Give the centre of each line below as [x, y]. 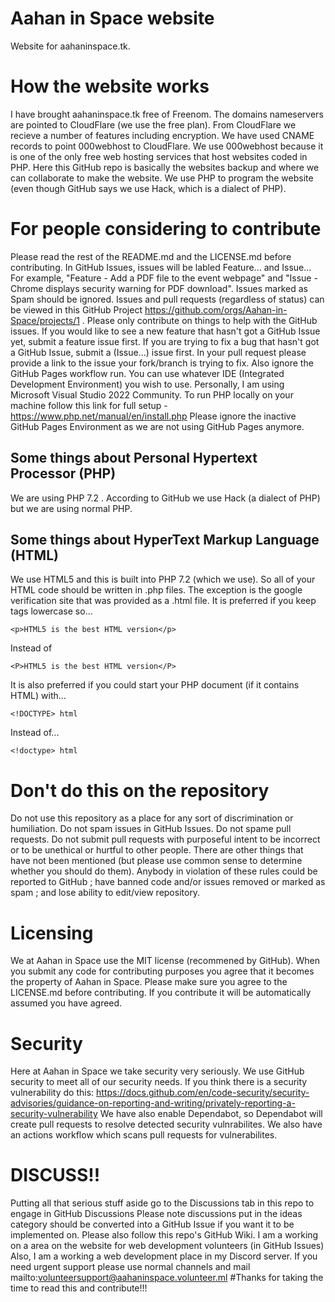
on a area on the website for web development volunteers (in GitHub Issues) [167, 1246]
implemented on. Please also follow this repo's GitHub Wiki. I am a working [164, 1235]
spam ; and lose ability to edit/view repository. [105, 893]
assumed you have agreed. [66, 1003]
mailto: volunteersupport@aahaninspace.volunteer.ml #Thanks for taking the [167, 1278]
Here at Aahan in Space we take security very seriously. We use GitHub [157, 1071]
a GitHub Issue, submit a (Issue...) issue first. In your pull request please [158, 352]
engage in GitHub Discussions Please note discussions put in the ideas [156, 1214]
